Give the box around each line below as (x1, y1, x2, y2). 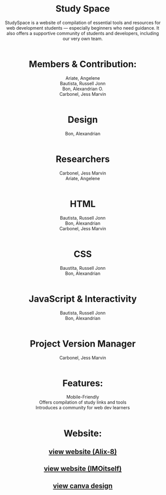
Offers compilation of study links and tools (39, 399, 127, 405)
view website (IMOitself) (43, 464, 122, 473)
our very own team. (63, 36, 103, 42)
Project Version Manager (30, 338, 136, 349)
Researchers (55, 153, 110, 164)
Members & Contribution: (29, 59, 137, 70)
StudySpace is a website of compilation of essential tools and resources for (5, 20, 161, 26)
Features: (62, 377, 103, 389)
